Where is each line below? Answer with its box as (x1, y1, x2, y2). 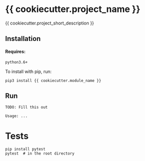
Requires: (5, 48, 26, 54)
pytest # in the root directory (5, 151, 75, 156)
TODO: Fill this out (5, 105, 48, 110)
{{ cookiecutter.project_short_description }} (5, 20, 94, 26)
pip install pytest (5, 146, 46, 152)
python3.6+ (5, 59, 28, 64)
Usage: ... (5, 113, 28, 118)
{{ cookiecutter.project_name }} (5, 3, 141, 15)
